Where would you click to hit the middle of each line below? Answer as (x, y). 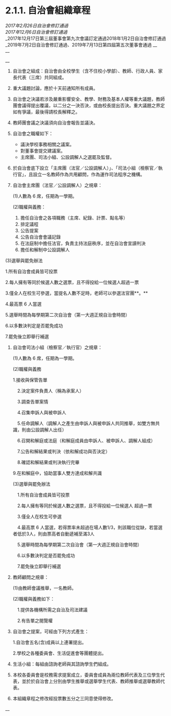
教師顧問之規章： (31, 577)
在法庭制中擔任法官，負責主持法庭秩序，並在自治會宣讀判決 (83, 243)
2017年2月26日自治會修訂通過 (37, 26)
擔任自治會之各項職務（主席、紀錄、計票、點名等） (74, 218)
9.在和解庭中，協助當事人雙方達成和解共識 (57, 473)
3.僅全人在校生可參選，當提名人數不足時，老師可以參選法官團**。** (77, 293)
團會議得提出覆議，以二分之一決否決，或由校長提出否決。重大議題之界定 (89, 105)
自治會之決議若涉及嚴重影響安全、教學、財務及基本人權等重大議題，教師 (89, 99)
